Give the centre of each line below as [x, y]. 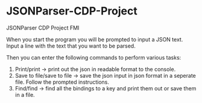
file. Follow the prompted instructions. [62, 82]
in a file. [25, 95]
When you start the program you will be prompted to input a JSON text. [95, 39]
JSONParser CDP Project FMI [43, 28]
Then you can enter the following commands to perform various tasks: [94, 57]
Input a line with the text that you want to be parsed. [71, 46]
